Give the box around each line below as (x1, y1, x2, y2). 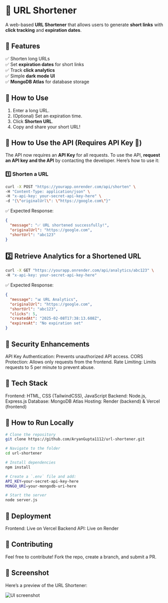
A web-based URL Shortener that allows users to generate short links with (5, 22, 163, 28)
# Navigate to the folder (5, 446, 60, 451)
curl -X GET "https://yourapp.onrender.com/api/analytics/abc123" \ (5, 268, 154, 273)
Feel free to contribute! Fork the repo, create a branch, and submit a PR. (5, 553, 157, 560)
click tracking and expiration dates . (5, 27, 82, 33)
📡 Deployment (5, 512, 51, 521)
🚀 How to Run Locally (5, 419, 74, 427)
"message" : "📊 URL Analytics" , (10, 297, 78, 302)
